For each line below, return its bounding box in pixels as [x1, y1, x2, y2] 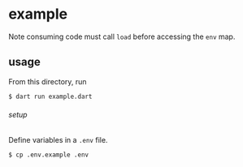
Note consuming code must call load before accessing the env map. [8, 32, 236, 41]
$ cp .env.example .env [8, 151, 89, 159]
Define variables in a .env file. [8, 135, 108, 144]
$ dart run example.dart [8, 92, 93, 101]
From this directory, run [8, 76, 87, 86]
